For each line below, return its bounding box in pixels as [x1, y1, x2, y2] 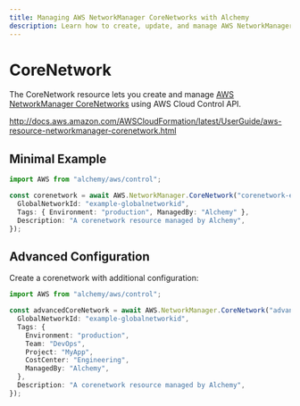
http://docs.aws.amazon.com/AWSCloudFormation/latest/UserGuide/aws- [9, 116, 282, 127]
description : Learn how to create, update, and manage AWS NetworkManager [9, 21, 294, 30]
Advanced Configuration [9, 249, 150, 264]
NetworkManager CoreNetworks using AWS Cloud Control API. [9, 99, 242, 110]
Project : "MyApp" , [25, 347, 94, 357]
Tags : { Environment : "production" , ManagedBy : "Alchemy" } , [17, 207, 250, 217]
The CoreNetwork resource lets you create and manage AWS [9, 89, 235, 100]
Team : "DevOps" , [25, 339, 87, 348]
